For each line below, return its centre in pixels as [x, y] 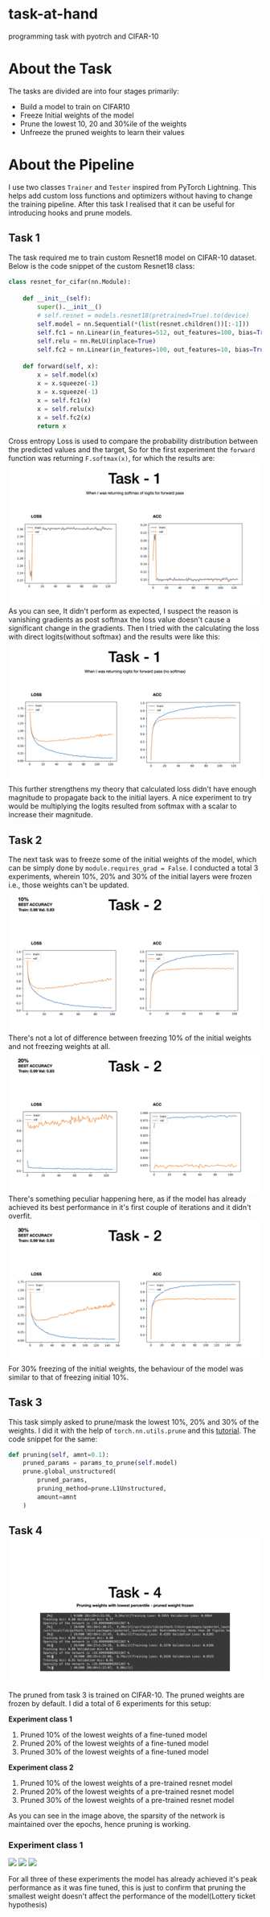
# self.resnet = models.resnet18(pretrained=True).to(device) [143, 316]
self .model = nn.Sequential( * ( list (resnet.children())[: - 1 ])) [143, 324]
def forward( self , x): [61, 367]
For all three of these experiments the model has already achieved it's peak [133, 1879]
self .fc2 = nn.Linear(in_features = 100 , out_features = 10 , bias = [145, 350]
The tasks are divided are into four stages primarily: [94, 91]
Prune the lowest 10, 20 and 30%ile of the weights [103, 123]
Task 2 [25, 840]
